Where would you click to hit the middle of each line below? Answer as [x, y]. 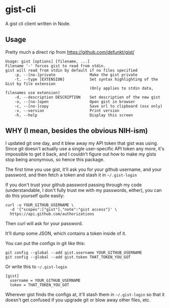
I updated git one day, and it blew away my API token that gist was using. [82, 143]
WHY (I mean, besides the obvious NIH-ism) [77, 131]
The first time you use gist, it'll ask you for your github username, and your [83, 169]
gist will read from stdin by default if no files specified [72, 70]
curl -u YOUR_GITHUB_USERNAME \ [39, 205]
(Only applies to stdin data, [121, 88]
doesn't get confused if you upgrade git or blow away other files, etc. [78, 300]
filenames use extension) [33, 93]
